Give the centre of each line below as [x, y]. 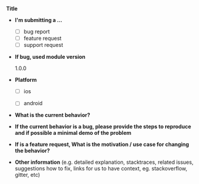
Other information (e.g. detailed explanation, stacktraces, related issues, [104, 162]
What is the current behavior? [52, 115]
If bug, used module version [50, 57]
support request [43, 45]
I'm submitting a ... [38, 20]
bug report [37, 31]
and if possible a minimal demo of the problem [73, 133]
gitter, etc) [27, 175]
